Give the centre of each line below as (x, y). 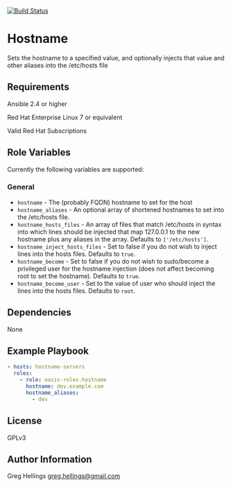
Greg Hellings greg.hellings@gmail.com (64, 476)
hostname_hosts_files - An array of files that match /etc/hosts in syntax (119, 224)
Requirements (38, 87)
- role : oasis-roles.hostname (63, 380)
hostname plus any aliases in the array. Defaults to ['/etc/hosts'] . (113, 239)
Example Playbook (48, 351)
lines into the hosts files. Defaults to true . (76, 254)
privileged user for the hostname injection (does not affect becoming (115, 268)
